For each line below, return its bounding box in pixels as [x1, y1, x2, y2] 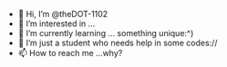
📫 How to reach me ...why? [17, 48, 123, 58]
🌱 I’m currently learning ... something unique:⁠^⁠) [17, 28, 194, 38]
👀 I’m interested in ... [17, 18, 96, 29]
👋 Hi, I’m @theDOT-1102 [17, 9, 108, 19]
